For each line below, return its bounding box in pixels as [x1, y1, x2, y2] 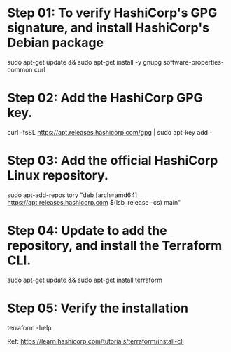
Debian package [7, 35, 104, 50]
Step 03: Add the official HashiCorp [7, 153, 218, 169]
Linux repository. [7, 168, 108, 184]
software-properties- [163, 57, 225, 66]
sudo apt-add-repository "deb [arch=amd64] [7, 191, 138, 199]
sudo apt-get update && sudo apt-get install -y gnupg [7, 57, 162, 66]
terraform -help [7, 323, 52, 332]
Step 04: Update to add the [7, 223, 167, 238]
